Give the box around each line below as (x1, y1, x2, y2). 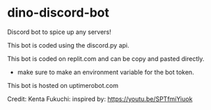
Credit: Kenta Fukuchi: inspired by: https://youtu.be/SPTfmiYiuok (7, 95, 193, 103)
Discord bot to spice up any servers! (7, 28, 111, 36)
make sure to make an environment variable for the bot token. (17, 68, 194, 76)
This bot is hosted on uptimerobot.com (7, 81, 118, 89)
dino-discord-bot (7, 5, 110, 21)
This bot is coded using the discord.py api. (7, 41, 130, 49)
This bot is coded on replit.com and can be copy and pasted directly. (7, 54, 205, 63)
